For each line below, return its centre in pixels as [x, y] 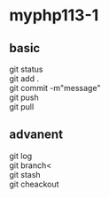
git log [21, 156]
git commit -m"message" [55, 88]
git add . [24, 79]
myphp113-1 [54, 15]
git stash [25, 174]
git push [24, 97]
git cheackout [34, 184]
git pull [22, 107]
